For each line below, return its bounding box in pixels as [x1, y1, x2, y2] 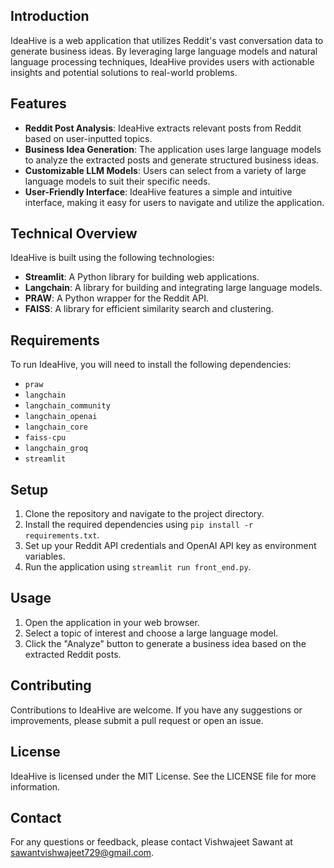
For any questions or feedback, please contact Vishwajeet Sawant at [10, 836, 293, 848]
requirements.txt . [24, 529, 100, 541]
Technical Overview [10, 225, 138, 243]
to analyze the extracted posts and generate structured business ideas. [24, 154, 320, 166]
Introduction [10, 8, 90, 25]
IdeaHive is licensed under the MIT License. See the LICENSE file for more [10, 770, 317, 782]
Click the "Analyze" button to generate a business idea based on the [24, 637, 307, 649]
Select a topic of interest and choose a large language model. [24, 627, 279, 639]
